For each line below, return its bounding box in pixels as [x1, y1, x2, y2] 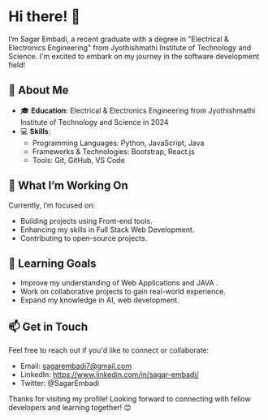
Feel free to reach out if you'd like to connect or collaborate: [8, 345, 210, 355]
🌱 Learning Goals [8, 256, 97, 270]
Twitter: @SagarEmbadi [19, 379, 100, 388]
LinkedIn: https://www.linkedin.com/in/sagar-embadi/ [19, 370, 199, 379]
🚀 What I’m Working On [8, 178, 128, 193]
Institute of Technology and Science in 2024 [19, 117, 169, 126]
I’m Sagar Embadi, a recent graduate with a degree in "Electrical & [8, 34, 229, 44]
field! [8, 60, 26, 70]
